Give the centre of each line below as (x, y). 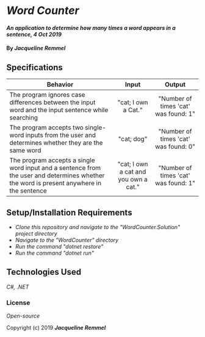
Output (175, 85)
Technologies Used (44, 272)
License (18, 302)
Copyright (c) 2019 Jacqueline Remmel (56, 328)
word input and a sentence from (55, 168)
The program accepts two (46, 127)
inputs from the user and (61, 135)
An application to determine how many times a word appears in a (91, 27)
